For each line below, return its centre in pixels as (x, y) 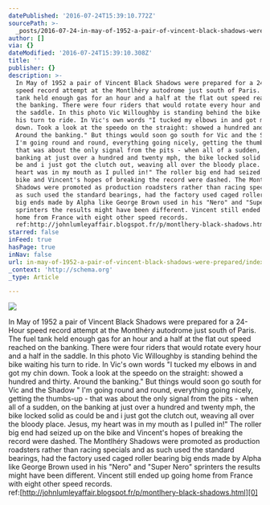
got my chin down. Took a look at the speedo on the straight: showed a (126, 373)
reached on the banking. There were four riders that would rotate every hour (135, 348)
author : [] (27, 38)
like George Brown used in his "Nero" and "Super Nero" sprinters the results (135, 467)
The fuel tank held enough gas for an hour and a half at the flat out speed (130, 339)
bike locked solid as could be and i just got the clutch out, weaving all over (131, 416)
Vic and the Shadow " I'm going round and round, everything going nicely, (131, 390)
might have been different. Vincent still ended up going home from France (131, 475)
